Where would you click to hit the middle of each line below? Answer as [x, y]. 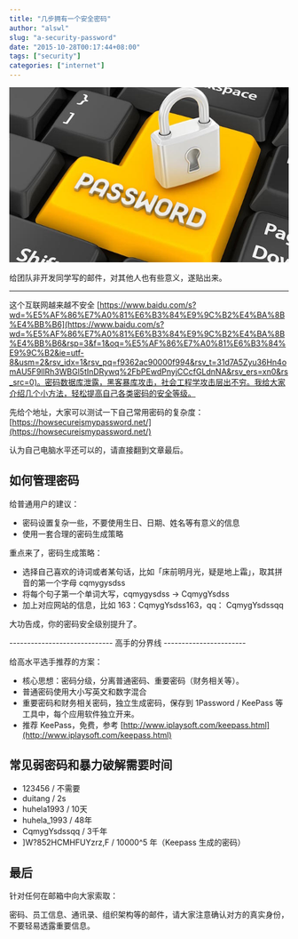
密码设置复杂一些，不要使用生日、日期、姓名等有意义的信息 [131, 522]
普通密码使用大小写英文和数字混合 [84, 691]
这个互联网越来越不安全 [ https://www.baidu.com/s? [103, 305]
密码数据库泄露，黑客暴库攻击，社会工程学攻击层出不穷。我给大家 [165, 382]
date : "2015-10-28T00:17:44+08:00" [75, 47]
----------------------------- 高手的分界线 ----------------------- [128, 642]
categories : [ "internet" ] [57, 66]
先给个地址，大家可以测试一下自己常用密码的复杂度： [106, 412]
